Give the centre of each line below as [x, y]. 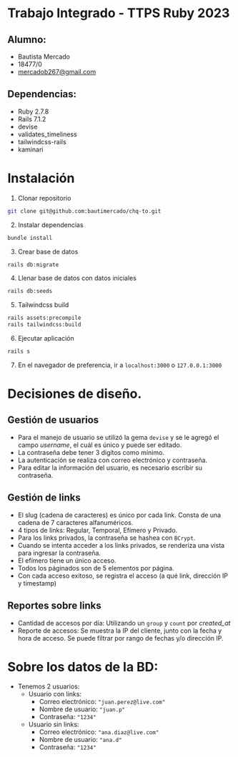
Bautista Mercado [44, 56]
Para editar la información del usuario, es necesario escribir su [110, 467]
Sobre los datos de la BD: [83, 667]
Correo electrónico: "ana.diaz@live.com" [99, 732]
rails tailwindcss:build [44, 325]
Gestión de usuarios [53, 420]
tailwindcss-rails [42, 141]
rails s [19, 351]
